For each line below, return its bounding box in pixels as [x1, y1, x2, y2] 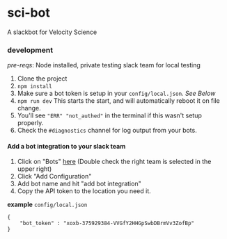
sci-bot [7, 5, 50, 21]
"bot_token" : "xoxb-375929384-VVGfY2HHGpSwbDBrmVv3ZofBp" [19, 220, 195, 227]
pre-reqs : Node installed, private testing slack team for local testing [7, 61, 201, 69]
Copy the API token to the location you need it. [17, 187, 151, 195]
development [7, 45, 54, 55]
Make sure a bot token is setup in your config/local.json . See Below [17, 89, 216, 98]
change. [17, 104, 41, 113]
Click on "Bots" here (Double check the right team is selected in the [17, 158, 212, 166]
